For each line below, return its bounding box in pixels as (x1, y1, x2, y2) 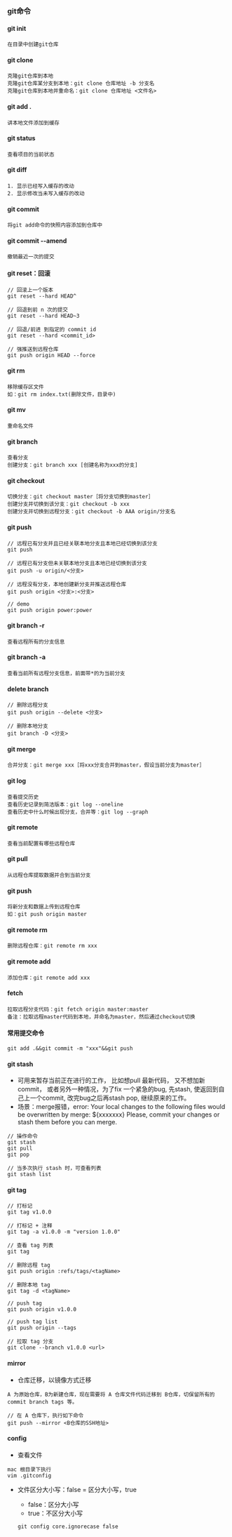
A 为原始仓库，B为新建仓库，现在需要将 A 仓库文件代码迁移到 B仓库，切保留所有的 (7, 1391, 215, 1398)
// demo (7, 600, 30, 608)
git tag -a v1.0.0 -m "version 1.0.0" (7, 1228, 121, 1236)
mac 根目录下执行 (7, 1465, 51, 1473)
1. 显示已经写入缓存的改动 (7, 182, 75, 189)
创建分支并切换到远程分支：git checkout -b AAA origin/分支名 (7, 508, 176, 515)
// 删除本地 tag (7, 1282, 50, 1289)
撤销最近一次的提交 (7, 253, 55, 260)
